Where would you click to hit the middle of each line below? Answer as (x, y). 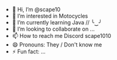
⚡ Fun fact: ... (29, 51)
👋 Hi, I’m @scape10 (36, 9)
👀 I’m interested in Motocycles (50, 16)
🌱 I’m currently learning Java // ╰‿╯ (57, 22)
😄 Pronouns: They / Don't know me (57, 45)
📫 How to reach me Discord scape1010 (62, 36)
